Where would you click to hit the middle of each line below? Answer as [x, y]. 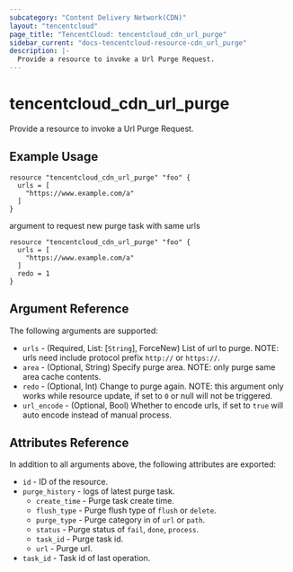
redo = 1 [34, 273]
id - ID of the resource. [65, 482]
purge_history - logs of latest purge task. [98, 491]
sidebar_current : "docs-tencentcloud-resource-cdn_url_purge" [128, 43]
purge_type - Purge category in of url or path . [120, 520]
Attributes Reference [69, 442]
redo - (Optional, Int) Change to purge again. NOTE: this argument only [153, 386]
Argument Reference [69, 309]
